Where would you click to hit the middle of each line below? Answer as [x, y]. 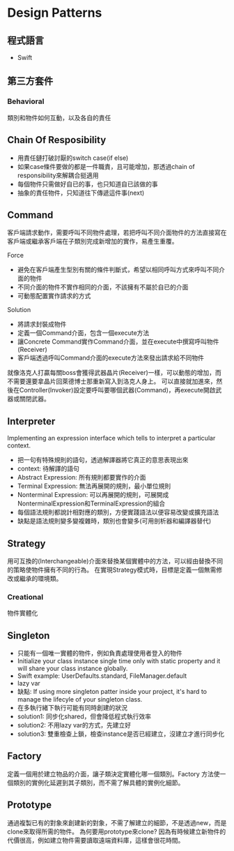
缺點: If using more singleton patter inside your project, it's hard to [112, 692]
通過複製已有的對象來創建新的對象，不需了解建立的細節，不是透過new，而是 [117, 822]
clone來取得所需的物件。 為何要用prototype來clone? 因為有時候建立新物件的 [117, 831]
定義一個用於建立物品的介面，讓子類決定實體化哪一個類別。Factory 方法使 [114, 774]
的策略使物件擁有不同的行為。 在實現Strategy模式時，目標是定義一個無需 [112, 570]
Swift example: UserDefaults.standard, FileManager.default [102, 676]
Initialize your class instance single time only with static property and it [119, 661]
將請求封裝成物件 [42, 324]
